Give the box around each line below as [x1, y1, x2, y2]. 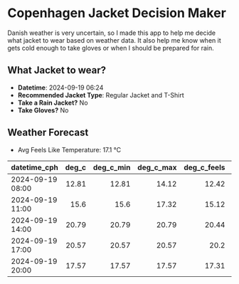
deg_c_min [92, 162, 131, 172]
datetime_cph [11, 162, 59, 172]
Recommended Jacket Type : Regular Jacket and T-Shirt [17, 90, 185, 99]
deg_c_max [137, 162, 177, 172]
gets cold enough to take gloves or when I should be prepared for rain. [7, 43, 215, 52]
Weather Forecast [7, 127, 89, 139]
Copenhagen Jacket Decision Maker [7, 5, 226, 21]
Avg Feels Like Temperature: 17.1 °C [17, 145, 122, 154]
